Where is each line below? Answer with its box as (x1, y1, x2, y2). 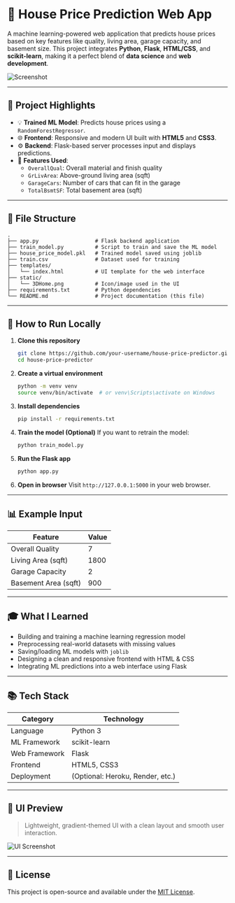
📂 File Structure (7, 213, 76, 225)
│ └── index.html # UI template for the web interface (7, 268, 205, 275)
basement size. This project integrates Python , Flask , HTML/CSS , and (7, 44, 211, 52)
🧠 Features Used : (17, 156, 69, 164)
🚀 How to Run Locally (7, 318, 101, 329)
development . (7, 59, 49, 67)
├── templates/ (7, 262, 52, 269)
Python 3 (71, 725, 101, 735)
